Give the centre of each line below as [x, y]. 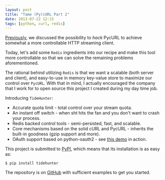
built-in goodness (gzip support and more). [56, 134]
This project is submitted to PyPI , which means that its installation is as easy [82, 149]
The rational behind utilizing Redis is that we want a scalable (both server [80, 73]
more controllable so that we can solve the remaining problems [69, 58]
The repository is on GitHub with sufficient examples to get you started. [78, 173]
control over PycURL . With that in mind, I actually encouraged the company [80, 83]
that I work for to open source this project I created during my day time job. [82, 89]
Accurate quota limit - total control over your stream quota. [72, 108]
